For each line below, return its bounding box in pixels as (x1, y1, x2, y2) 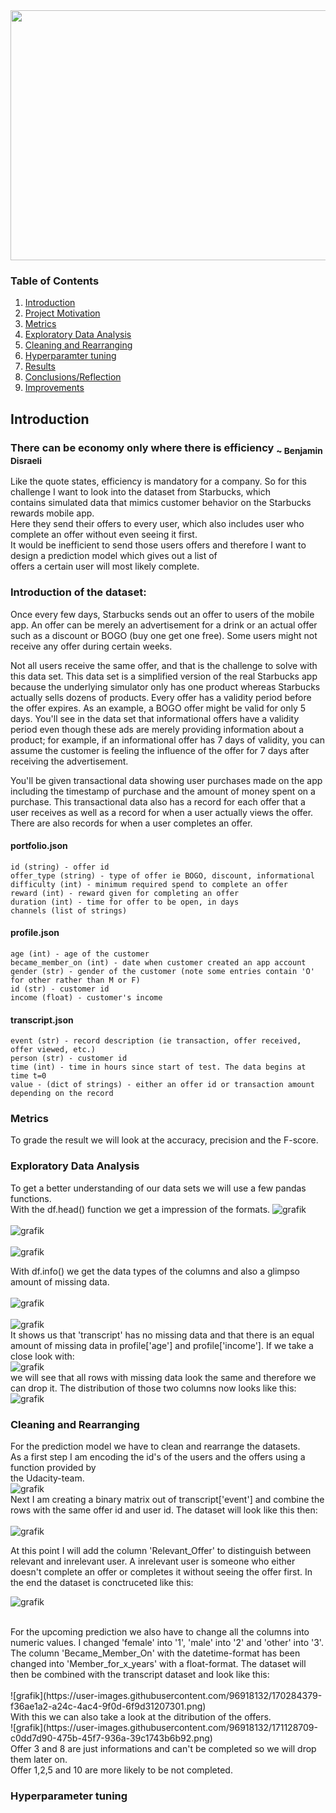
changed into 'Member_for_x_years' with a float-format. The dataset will (10, 1658, 307, 1670)
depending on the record (10, 1089, 114, 1099)
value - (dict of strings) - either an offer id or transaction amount (10, 1080, 315, 1090)
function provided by (10, 1462, 97, 1474)
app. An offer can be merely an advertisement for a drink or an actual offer (10, 619, 318, 631)
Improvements (24, 382, 85, 394)
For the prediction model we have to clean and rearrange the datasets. (10, 1440, 301, 1453)
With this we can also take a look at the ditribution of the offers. (10, 1711, 272, 1723)
